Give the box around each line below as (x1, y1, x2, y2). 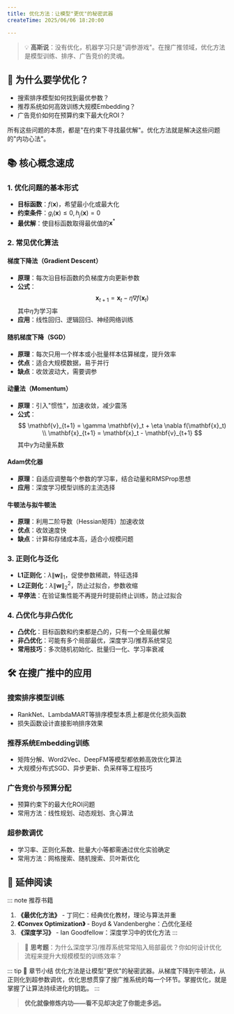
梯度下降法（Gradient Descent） (7, 256, 102, 265)
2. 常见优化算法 (7, 238, 59, 248)
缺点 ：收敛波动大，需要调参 (17, 367, 97, 375)
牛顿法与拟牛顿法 (7, 500, 56, 509)
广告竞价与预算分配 (7, 782, 72, 792)
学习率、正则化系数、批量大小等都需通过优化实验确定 (17, 845, 171, 854)
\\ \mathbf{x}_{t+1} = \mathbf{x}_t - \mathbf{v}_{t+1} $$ (42, 428, 203, 437)
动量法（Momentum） (7, 384, 72, 393)
